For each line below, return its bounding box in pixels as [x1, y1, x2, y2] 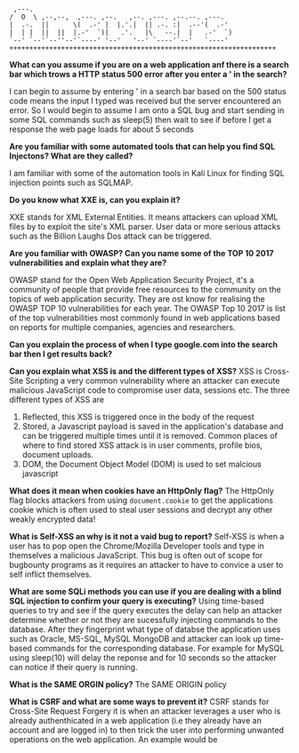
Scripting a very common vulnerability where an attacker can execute [25, 376, 280, 385]
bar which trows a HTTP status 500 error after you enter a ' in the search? [9, 69, 287, 79]
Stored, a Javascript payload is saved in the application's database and [21, 421, 284, 432]
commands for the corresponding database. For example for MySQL [34, 643, 285, 653]
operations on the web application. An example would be [9, 734, 218, 744]
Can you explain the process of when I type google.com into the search [9, 339, 279, 350]
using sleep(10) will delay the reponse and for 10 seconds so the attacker [9, 652, 278, 663]
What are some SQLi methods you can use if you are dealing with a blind [9, 587, 282, 596]
